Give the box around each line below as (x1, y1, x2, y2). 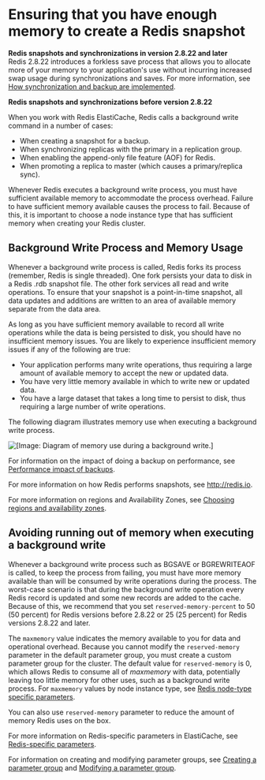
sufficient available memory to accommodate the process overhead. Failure (8, 193, 254, 203)
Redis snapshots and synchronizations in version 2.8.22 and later (8, 48, 228, 58)
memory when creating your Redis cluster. (8, 218, 146, 228)
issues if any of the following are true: (8, 345, 131, 354)
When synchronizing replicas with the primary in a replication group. (19, 144, 242, 154)
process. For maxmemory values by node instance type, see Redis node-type (8, 684, 252, 693)
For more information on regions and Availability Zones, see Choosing (8, 494, 235, 504)
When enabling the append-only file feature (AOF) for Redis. (19, 152, 216, 162)
